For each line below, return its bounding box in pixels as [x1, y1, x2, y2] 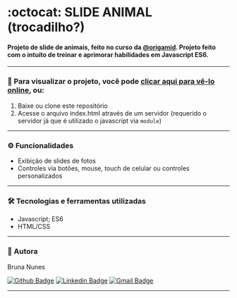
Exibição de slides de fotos [17, 156, 97, 165]
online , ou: [7, 85, 44, 95]
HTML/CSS [17, 223, 51, 231]
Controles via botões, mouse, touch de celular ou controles [17, 163, 190, 173]
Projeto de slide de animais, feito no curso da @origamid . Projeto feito [7, 43, 217, 51]
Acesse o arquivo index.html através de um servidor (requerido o [17, 108, 207, 117]
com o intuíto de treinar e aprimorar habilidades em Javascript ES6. [7, 50, 209, 58]
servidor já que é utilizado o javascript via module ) [17, 116, 162, 125]
